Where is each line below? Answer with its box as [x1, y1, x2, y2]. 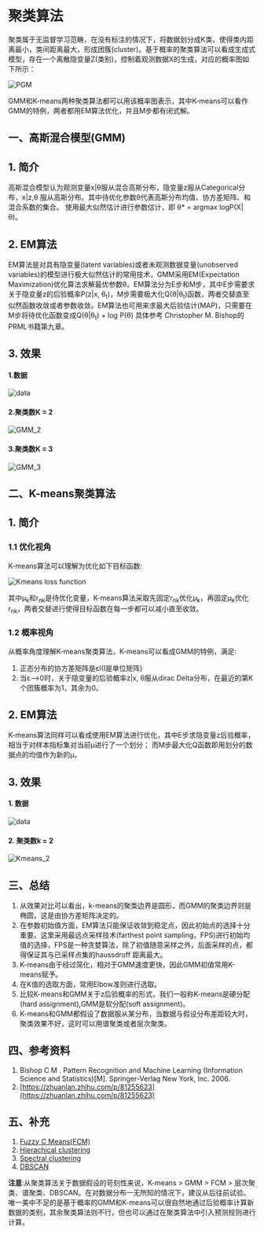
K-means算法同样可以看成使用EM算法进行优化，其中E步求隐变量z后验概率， [8, 731, 255, 740]
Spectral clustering [19, 1153, 81, 1162]
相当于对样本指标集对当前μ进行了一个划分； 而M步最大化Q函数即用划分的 [8, 740, 246, 750]
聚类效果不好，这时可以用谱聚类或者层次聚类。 [19, 1019, 171, 1028]
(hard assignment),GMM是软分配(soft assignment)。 [19, 999, 190, 1008]
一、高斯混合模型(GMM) [8, 131, 126, 145]
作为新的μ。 [42, 750, 82, 760]
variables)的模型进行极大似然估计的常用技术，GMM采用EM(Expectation [8, 269, 240, 279]
